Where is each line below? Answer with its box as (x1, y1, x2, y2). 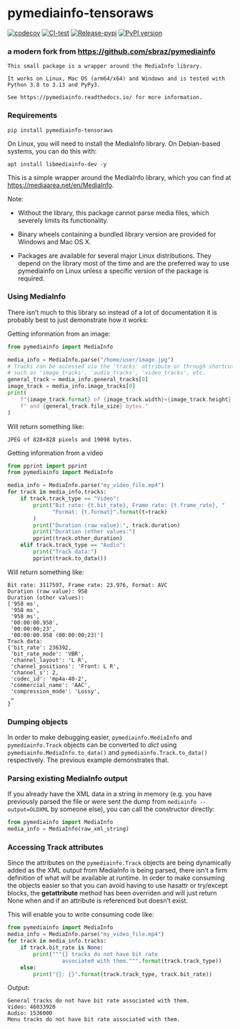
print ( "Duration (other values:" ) (33, 528, 136, 536)
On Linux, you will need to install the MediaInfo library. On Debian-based (7, 139, 221, 148)
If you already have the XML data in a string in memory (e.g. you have (7, 790, 213, 798)
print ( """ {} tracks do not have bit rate (33, 950, 159, 958)
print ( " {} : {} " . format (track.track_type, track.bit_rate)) (33, 970, 213, 978)
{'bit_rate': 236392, (7, 644, 72, 651)
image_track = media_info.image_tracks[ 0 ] (7, 383, 136, 390)
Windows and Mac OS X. (17, 237, 91, 246)
